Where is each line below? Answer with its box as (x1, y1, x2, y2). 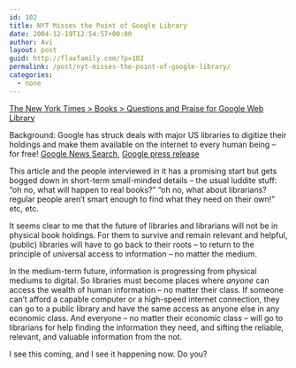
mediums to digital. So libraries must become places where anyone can (9, 275, 269, 286)
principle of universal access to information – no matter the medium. (9, 249, 258, 259)
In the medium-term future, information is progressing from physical (9, 265, 258, 276)
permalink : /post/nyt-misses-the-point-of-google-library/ (9, 63, 231, 72)
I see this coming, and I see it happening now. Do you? (9, 349, 208, 359)
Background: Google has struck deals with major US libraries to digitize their (9, 129, 287, 140)
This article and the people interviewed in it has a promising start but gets (9, 165, 277, 176)
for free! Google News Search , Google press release (9, 148, 200, 159)
